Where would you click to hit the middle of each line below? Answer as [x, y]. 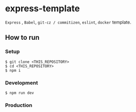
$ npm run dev [20, 93]
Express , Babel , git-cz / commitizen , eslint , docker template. [68, 22]
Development [22, 83]
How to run [22, 38]
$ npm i [13, 70]
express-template [43, 9]
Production [19, 105]
